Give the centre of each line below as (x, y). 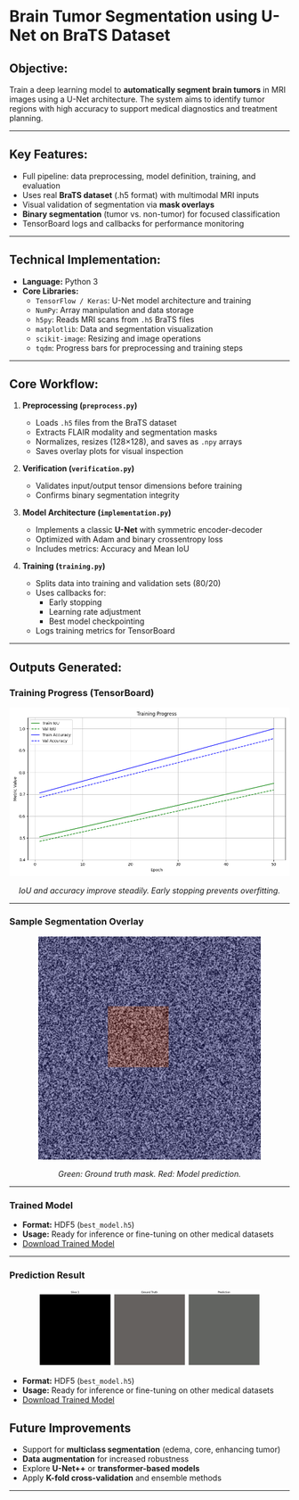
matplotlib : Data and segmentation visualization (124, 328)
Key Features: (48, 155)
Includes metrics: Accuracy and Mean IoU (112, 549)
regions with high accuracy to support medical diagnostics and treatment (143, 108)
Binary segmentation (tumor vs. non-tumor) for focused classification (151, 214)
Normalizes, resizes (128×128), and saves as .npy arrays (139, 442)
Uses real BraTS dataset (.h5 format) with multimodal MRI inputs (141, 195)
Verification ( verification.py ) (78, 468)
